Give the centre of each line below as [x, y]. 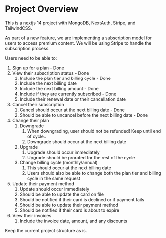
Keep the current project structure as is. [46, 230]
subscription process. [27, 48]
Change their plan [31, 120]
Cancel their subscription [38, 104]
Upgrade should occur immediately [63, 152]
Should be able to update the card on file [62, 194]
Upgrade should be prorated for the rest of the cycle [81, 157]
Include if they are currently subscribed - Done [68, 94]
